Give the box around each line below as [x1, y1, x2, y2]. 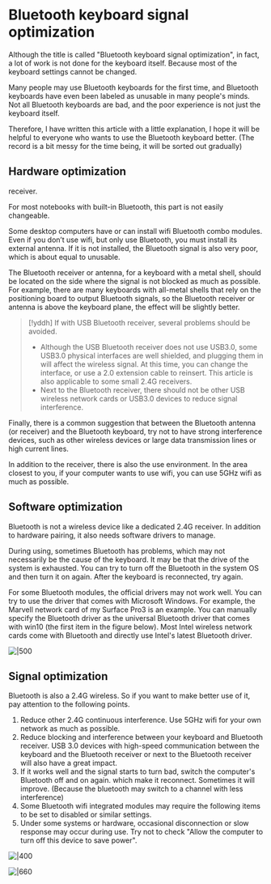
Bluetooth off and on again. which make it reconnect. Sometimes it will [19, 776, 255, 785]
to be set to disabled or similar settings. [19, 810, 152, 819]
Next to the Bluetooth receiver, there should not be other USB [40, 385, 245, 394]
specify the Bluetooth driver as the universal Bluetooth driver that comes [8, 613, 251, 623]
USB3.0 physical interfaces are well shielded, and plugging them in [40, 351, 264, 360]
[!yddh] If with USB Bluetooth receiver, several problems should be [28, 317, 251, 327]
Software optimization [8, 500, 123, 514]
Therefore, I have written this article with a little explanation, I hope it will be [8, 124, 260, 134]
